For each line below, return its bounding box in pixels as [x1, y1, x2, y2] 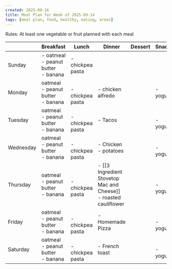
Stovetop [97, 175, 119, 182]
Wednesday [8, 144, 37, 151]
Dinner [103, 43, 120, 50]
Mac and [97, 181, 119, 189]
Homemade [97, 218, 126, 225]
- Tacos [97, 116, 117, 123]
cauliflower [97, 200, 124, 208]
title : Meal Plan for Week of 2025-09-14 [5, 12, 95, 17]
